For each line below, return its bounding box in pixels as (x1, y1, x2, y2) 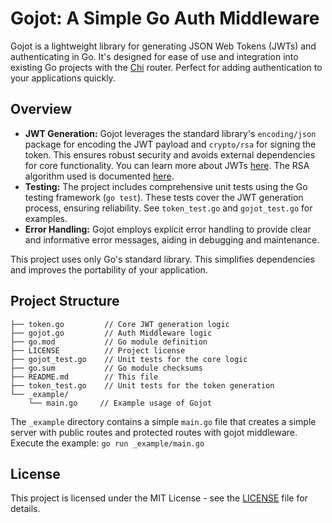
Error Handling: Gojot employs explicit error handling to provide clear (24, 223, 312, 235)
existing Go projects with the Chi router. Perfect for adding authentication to (10, 61, 323, 73)
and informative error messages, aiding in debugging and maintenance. (24, 233, 320, 246)
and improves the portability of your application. (10, 263, 208, 276)
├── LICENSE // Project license (10, 345, 186, 356)
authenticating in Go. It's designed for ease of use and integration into (10, 50, 299, 62)
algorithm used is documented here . (24, 170, 175, 182)
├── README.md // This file (10, 372, 159, 382)
